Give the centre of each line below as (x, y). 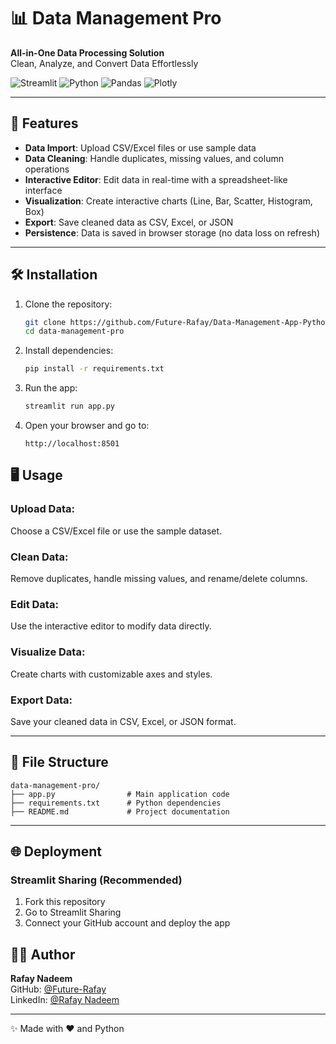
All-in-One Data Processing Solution (87, 52)
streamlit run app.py (69, 406)
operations (47, 169)
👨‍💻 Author (43, 954)
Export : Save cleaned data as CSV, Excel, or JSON (129, 222)
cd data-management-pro (74, 331)
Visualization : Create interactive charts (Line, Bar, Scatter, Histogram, (168, 201)
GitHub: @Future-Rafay (58, 989)
